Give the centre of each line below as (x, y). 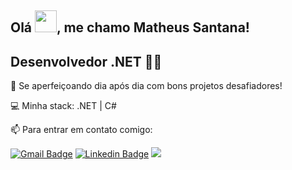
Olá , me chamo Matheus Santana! (130, 27)
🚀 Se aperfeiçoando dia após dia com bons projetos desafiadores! (146, 86)
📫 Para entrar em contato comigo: (81, 130)
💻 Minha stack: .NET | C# (63, 106)
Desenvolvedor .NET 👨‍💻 (86, 61)
